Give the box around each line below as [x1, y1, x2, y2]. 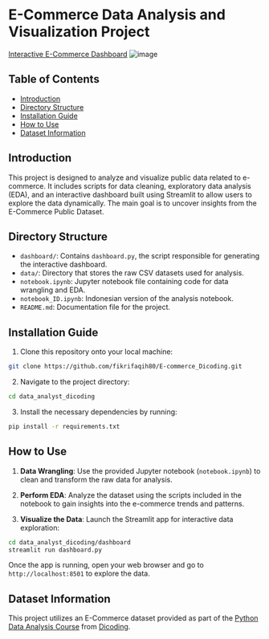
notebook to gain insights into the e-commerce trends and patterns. [19, 499, 245, 508]
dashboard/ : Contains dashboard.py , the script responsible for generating [19, 251, 260, 261]
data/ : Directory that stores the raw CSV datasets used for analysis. [19, 268, 245, 278]
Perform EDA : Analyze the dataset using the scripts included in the [19, 490, 243, 499]
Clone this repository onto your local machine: [19, 347, 173, 356]
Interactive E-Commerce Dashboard [8, 49, 128, 59]
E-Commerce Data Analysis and [8, 6, 226, 24]
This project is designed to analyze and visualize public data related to [8, 173, 241, 182]
